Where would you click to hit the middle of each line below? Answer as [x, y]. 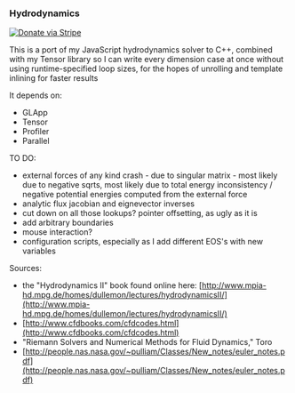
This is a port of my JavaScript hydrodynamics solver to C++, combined [141, 50]
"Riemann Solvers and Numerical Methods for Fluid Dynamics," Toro [147, 342]
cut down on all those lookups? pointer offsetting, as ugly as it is [140, 213]
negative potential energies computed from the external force [135, 195]
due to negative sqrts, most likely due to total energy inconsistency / [147, 185]
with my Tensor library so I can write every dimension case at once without [147, 60]
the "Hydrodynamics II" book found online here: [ [112, 285]
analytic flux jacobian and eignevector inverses [108, 204]
